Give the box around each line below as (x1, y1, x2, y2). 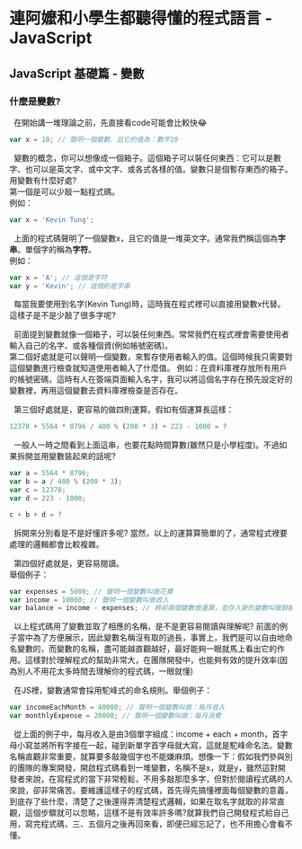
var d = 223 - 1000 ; (9, 493, 87, 503)
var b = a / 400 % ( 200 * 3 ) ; (9, 477, 123, 486)
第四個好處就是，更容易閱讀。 (13, 558, 124, 569)
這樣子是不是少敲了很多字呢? (9, 310, 117, 321)
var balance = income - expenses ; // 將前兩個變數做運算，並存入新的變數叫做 (9, 604, 281, 613)
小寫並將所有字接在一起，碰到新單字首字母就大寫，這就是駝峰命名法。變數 (16, 740, 293, 750)
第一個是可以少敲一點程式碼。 (9, 186, 120, 197)
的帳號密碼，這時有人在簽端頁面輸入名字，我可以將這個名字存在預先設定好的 (9, 374, 293, 385)
